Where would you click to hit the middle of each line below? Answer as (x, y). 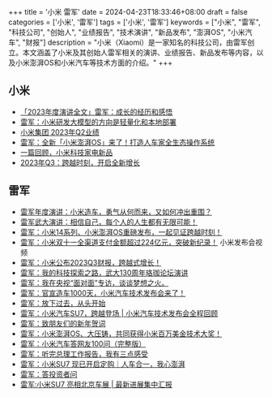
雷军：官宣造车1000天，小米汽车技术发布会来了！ (103, 293)
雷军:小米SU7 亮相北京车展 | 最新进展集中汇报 (96, 384)
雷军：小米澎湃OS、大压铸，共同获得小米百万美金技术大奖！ (121, 333)
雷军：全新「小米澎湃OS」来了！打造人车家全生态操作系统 (117, 142)
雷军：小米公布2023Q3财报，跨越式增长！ (91, 262)
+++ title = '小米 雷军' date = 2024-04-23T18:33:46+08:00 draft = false (128, 12)
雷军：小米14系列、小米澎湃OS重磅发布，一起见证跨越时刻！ (121, 232)
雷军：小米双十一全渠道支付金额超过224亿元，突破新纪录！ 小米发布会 (138, 242)
